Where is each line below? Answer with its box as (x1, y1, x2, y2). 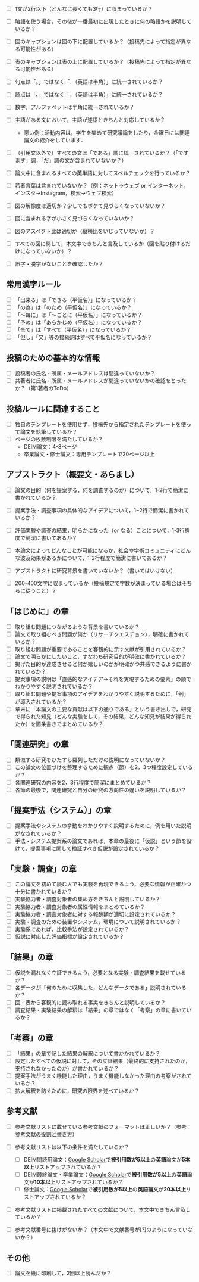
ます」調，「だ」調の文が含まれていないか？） (14, 157, 127, 164)
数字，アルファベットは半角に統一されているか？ (14, 104, 135, 111)
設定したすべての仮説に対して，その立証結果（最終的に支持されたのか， (14, 1057, 191, 1065)
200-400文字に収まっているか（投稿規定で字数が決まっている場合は (14, 580, 182, 587)
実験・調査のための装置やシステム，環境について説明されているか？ (14, 918, 181, 925)
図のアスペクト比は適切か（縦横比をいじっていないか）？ (14, 227, 156, 234)
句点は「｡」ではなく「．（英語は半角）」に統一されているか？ (14, 78, 163, 85)
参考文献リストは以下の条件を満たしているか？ (14, 1143, 129, 1150)
